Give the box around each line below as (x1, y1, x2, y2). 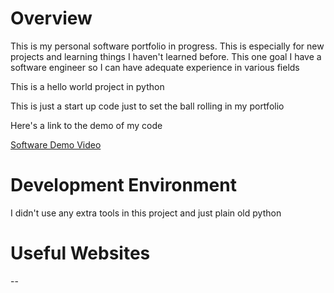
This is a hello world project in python (10, 80, 165, 92)
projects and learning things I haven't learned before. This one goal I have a (10, 50, 322, 62)
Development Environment (10, 174, 237, 197)
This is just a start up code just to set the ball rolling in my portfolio (10, 100, 285, 112)
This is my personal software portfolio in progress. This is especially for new (10, 40, 325, 52)
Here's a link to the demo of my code (10, 119, 163, 131)
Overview (10, 7, 93, 30)
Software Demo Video (10, 138, 102, 151)
